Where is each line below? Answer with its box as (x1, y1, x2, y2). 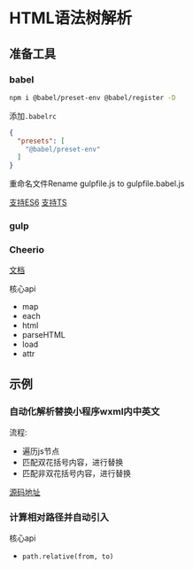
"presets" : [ (17, 137, 66, 145)
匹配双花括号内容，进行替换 (21, 457, 124, 468)
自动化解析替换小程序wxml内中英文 (9, 405, 160, 418)
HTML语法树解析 (9, 8, 133, 28)
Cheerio (9, 243, 44, 255)
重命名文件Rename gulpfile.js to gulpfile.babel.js (9, 178, 185, 189)
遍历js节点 (21, 446, 60, 457)
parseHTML (21, 330, 66, 340)
